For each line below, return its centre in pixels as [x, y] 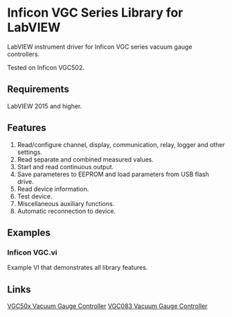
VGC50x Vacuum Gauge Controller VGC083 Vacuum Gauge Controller [107, 306]
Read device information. [53, 189]
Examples [29, 233]
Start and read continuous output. [65, 166]
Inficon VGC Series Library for [95, 13]
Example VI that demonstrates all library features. [78, 268]
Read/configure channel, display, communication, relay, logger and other [121, 144]
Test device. [35, 196]
